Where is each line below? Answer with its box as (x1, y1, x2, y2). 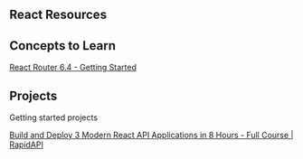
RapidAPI (9, 139, 43, 150)
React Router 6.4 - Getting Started (9, 62, 137, 73)
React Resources (9, 7, 107, 23)
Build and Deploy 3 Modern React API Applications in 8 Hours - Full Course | (9, 130, 294, 141)
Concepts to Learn (9, 38, 116, 53)
